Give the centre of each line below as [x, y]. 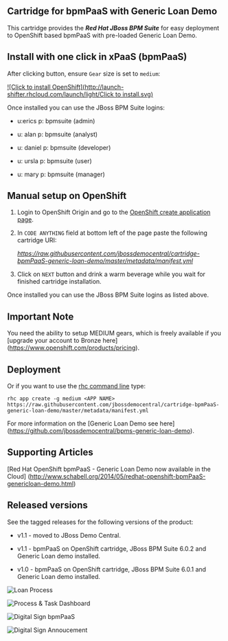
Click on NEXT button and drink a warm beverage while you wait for [111, 274]
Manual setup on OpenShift [67, 196]
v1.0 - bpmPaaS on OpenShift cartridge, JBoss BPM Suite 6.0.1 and [112, 569]
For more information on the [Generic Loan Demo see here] [91, 423]
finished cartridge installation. [59, 282]
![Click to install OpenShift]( [46, 87]
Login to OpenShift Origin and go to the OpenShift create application [114, 212]
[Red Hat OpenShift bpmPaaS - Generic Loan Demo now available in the [109, 469]
